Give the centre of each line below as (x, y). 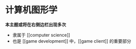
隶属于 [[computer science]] (41, 35)
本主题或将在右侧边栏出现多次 (35, 24)
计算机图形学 (32, 10)
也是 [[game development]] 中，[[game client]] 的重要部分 (72, 41)
